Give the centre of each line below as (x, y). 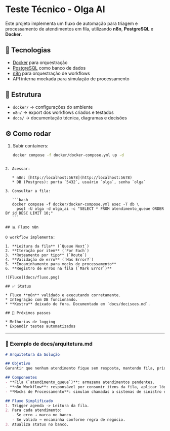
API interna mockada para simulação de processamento (71, 79)
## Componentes (21, 378)
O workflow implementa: (30, 237)
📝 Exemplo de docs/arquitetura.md (49, 344)
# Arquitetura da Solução (32, 354)
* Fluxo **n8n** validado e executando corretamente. (63, 295)
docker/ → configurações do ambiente (53, 107)
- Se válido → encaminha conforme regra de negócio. (69, 420)
